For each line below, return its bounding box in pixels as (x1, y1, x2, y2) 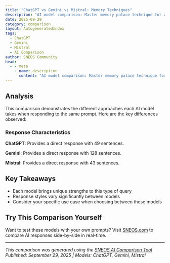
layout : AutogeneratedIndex (5, 26, 65, 31)
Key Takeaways (5, 174, 56, 183)
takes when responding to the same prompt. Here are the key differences (5, 111, 158, 117)
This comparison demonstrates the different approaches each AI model (5, 105, 154, 111)
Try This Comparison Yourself (5, 213, 102, 222)
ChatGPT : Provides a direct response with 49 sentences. (5, 140, 124, 146)
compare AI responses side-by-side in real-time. (5, 232, 106, 238)
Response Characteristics (5, 128, 71, 136)
